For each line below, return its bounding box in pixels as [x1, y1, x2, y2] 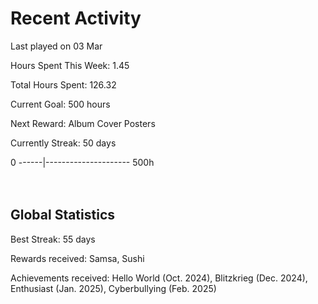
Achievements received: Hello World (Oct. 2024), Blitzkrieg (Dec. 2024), [10, 272, 308, 284]
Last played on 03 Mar [10, 40, 103, 52]
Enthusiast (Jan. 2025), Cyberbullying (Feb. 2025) [10, 282, 217, 294]
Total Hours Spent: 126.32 [10, 78, 117, 91]
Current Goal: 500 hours [10, 98, 111, 110]
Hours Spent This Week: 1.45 [10, 59, 130, 71]
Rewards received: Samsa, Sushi [10, 252, 145, 264]
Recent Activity [10, 7, 142, 30]
